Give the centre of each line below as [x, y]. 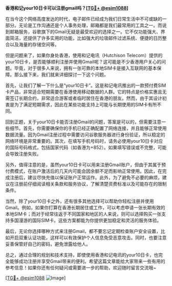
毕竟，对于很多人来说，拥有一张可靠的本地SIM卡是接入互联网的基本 [85, 68]
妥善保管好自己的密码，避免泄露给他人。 [48, 244]
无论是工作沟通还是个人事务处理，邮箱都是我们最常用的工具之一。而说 [93, 25]
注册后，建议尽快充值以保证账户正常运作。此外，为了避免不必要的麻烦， [86, 178]
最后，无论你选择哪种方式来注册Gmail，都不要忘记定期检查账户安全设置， [83, 231]
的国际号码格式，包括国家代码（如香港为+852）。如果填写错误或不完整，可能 [86, 147]
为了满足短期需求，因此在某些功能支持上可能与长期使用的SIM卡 [81, 105]
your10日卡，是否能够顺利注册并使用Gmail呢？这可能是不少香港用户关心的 [83, 62]
